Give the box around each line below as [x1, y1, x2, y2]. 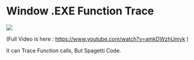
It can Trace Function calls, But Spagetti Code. [6, 47, 121, 54]
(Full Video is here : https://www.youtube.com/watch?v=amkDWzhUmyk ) [6, 35, 189, 43]
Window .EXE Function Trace [6, 4, 154, 18]
